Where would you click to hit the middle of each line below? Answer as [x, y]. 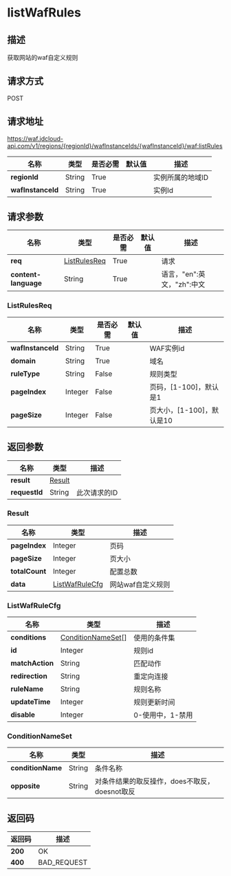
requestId [27, 492]
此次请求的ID [97, 493]
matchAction [32, 663]
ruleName [27, 689]
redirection [29, 676]
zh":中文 [192, 284]
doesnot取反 [115, 791]
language [26, 283]
